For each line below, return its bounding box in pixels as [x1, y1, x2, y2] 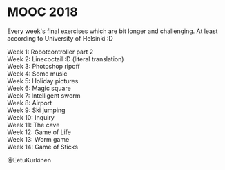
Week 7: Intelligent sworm [7, 91, 81, 100]
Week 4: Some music [7, 70, 68, 78]
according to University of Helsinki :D [7, 34, 114, 42]
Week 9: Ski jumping [7, 106, 66, 114]
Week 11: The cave [7, 120, 60, 129]
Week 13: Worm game [7, 135, 70, 143]
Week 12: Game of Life [7, 128, 71, 136]
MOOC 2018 [7, 4, 78, 20]
